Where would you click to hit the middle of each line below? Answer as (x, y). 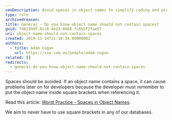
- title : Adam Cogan (32, 48)
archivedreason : (23, 19)
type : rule (17, 15)
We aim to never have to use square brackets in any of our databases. (79, 112)
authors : (15, 43)
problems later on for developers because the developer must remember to (85, 87)
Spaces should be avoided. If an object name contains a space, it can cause (85, 82)
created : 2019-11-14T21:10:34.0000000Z (48, 39)
